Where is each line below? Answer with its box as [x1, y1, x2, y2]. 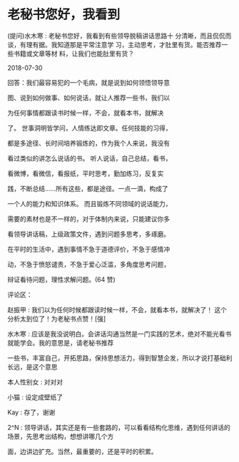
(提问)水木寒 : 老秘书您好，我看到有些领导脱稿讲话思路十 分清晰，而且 [7, 31, 213, 40]
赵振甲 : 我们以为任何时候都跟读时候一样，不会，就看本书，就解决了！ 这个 [7, 305, 227, 314]
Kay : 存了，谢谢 [7, 408, 56, 416]
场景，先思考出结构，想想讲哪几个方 [7, 432, 114, 441]
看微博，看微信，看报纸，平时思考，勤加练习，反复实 [7, 169, 164, 178]
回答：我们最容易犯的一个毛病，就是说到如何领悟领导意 [7, 78, 170, 86]
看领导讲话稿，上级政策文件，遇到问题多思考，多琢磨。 [7, 230, 170, 238]
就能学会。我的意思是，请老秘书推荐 [7, 338, 114, 346]
